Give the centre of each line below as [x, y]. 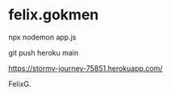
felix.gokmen [54, 15]
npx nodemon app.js [42, 37]
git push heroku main [44, 52]
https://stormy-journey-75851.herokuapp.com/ [85, 68]
